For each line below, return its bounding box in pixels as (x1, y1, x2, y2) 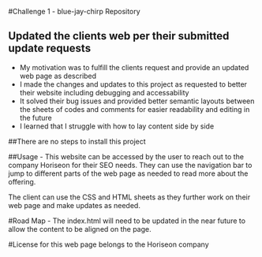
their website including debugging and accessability (19, 88, 189, 97)
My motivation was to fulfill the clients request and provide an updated (19, 62, 249, 72)
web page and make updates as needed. (8, 200, 140, 210)
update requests (8, 42, 92, 55)
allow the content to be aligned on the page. (8, 224, 152, 233)
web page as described (19, 71, 97, 80)
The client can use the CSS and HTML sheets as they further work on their (8, 192, 251, 202)
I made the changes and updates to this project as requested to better (19, 79, 247, 89)
